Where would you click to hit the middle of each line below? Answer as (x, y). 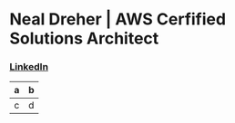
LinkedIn (29, 67)
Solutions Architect (84, 38)
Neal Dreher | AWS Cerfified (117, 19)
